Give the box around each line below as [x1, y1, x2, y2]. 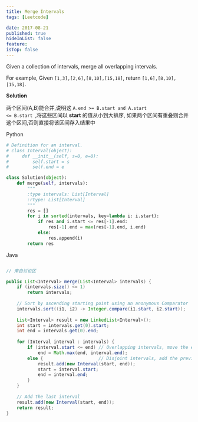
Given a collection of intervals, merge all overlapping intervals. [6, 63, 158, 70]
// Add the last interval [16, 394, 81, 400]
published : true [6, 30, 46, 36]
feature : [6, 41, 28, 47]
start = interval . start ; [37, 367, 99, 372]
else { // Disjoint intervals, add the [27, 355, 178, 361]
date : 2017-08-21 [6, 25, 49, 31]
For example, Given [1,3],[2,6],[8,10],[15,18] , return [6, 74, 141, 81]
